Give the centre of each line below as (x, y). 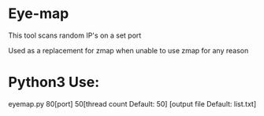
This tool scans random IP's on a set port (75, 35)
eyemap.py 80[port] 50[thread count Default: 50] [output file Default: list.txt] (132, 103)
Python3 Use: (54, 82)
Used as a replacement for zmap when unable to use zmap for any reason (128, 50)
